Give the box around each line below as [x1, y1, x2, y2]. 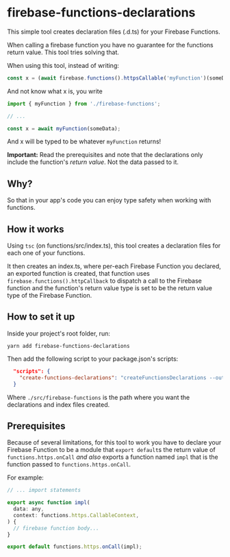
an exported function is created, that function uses [7, 270, 151, 278]
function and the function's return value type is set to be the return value [7, 284, 212, 292]
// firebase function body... [13, 525, 99, 532]
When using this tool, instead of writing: [7, 61, 120, 69]
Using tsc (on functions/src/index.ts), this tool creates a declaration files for [7, 241, 221, 250]
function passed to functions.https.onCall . [7, 460, 131, 469]
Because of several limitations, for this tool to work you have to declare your [7, 438, 222, 447]
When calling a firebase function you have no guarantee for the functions [7, 40, 214, 49]
